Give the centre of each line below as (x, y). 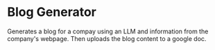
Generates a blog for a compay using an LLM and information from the (108, 31)
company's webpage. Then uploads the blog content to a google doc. (107, 38)
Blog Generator (52, 12)
